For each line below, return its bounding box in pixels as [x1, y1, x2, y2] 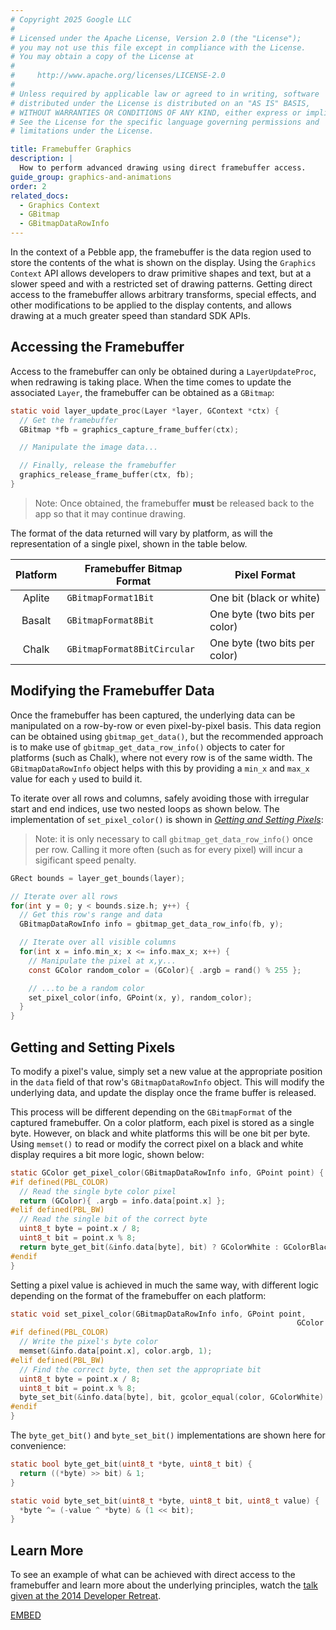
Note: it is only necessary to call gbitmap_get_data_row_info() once [34, 832, 313, 845]
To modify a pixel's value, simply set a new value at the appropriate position [10, 1065, 323, 1077]
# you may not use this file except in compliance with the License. [10, 42, 307, 53]
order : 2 [10, 181, 47, 191]
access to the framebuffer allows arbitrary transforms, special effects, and [10, 289, 317, 300]
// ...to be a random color [28, 983, 145, 993]
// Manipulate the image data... [19, 442, 159, 453]
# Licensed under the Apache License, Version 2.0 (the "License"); [10, 33, 302, 43]
